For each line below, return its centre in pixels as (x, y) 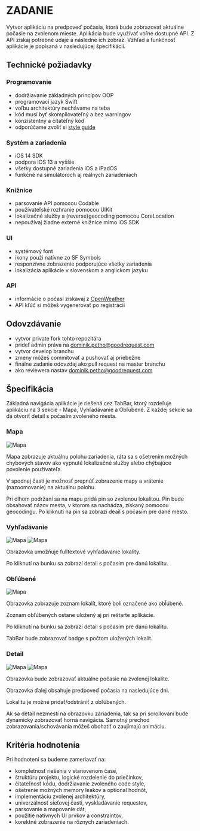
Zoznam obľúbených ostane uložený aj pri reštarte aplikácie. (81, 615)
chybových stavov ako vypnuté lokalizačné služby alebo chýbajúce (89, 463)
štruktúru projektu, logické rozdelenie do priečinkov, (79, 778)
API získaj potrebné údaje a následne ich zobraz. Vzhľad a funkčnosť (91, 40)
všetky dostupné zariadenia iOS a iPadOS (66, 168)
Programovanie (29, 82)
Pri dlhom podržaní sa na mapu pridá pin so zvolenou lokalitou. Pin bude (95, 499)
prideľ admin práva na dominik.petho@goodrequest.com (84, 345)
